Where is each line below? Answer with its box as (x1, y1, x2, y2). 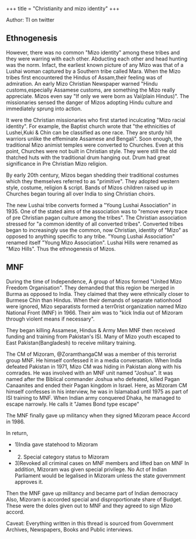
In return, (6, 429, 28, 436)
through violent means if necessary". (6, 315, 95, 322)
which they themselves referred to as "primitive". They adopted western (6, 177, 180, 184)
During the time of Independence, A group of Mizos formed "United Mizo (6, 278, 183, 285)
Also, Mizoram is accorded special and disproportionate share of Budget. (6, 496, 183, 503)
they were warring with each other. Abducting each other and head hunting (6, 55, 188, 62)
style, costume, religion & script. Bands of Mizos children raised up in (6, 184, 173, 191)
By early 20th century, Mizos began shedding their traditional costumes (6, 171, 179, 178)
